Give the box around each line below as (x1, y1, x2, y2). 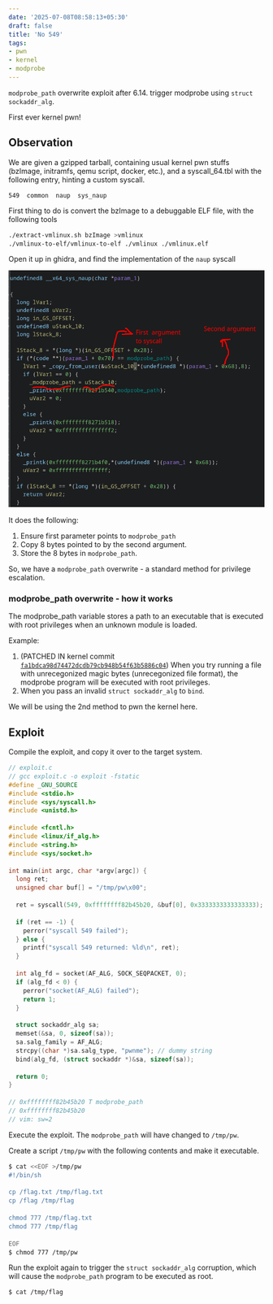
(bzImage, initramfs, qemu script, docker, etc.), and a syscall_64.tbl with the (8, 166, 262, 176)
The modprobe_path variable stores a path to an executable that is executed (8, 611, 264, 621)
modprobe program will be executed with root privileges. (19, 677, 210, 687)
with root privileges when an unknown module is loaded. (8, 620, 197, 630)
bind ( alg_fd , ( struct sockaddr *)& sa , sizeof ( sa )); (15, 1055, 195, 1063)
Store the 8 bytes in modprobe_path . (19, 548, 138, 558)
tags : (8, 39, 27, 47)
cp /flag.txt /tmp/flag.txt (8, 1188, 104, 1197)
